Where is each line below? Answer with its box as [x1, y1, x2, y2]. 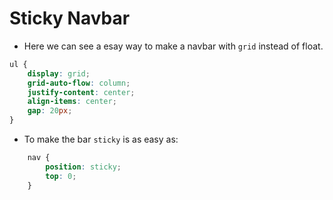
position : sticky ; [45, 162, 122, 172]
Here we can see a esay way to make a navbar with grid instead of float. [23, 40, 324, 52]
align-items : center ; [27, 97, 117, 107]
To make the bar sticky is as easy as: [23, 133, 179, 146]
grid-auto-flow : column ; [27, 78, 131, 88]
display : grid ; [27, 68, 91, 79]
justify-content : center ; [27, 87, 136, 97]
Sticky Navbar [9, 7, 131, 30]
